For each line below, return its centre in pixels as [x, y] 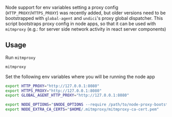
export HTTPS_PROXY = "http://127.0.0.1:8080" [53, 91]
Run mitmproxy [20, 57]
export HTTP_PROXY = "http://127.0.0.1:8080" [52, 86]
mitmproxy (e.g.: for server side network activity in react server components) [86, 29]
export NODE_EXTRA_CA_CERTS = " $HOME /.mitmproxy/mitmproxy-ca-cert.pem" [82, 109]
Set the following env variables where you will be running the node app [80, 77]
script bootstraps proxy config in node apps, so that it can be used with [81, 24]
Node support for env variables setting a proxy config [62, 7]
